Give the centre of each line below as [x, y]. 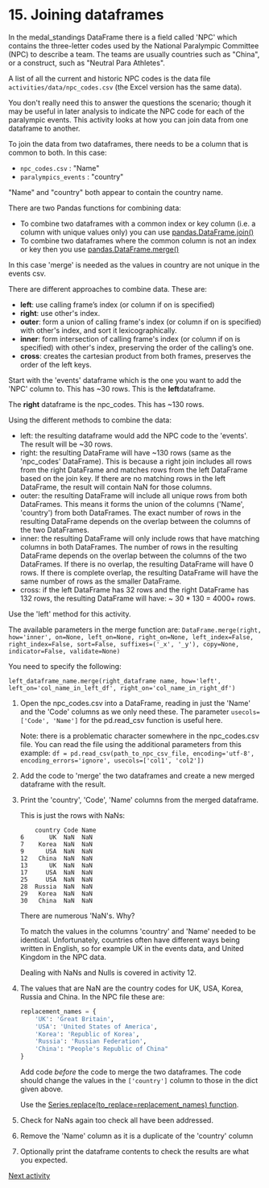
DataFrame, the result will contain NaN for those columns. [116, 487]
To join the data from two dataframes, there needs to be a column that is [128, 143]
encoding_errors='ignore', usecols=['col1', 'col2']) [112, 760]
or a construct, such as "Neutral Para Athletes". [87, 63]
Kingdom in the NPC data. [63, 957]
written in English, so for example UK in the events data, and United [132, 948]
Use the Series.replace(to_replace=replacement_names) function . [129, 1105]
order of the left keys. [56, 364]
